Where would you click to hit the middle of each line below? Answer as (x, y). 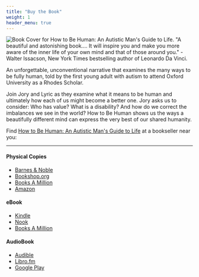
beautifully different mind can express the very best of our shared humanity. (99, 119)
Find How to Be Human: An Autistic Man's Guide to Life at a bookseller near (98, 131)
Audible (24, 255)
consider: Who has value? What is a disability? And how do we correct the (97, 107)
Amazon (25, 188)
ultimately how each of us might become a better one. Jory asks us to (91, 100)
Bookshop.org (32, 176)
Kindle (23, 215)
